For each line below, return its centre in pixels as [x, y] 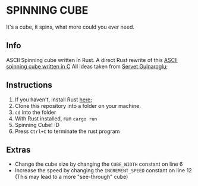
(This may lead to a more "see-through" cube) [71, 177]
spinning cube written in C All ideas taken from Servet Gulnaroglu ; [87, 66]
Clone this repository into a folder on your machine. [78, 106]
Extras [18, 150]
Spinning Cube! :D [37, 125]
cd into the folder [35, 112]
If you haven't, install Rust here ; [53, 100]
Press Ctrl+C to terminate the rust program [67, 131]
